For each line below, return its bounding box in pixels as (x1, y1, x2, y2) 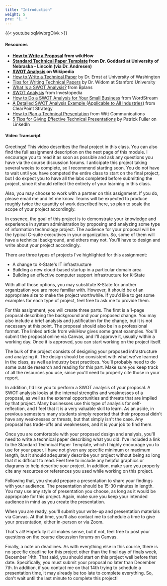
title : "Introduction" (5, 7, 52, 12)
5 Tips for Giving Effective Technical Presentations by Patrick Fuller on (12, 116, 157, 122)
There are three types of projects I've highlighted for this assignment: (5, 251, 148, 257)
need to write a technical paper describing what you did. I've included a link (5, 436, 161, 442)
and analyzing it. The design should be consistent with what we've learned (5, 353, 158, 359)
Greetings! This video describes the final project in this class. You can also (5, 144, 158, 150)
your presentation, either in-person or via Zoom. (5, 519, 104, 525)
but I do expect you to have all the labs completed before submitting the (5, 175, 153, 181)
